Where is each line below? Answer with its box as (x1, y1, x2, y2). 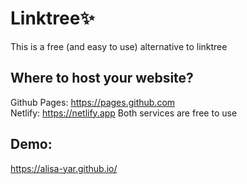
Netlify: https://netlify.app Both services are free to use (10, 107, 238, 119)
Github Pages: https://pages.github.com (10, 96, 176, 108)
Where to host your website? (10, 70, 194, 87)
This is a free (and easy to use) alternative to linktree (10, 40, 228, 52)
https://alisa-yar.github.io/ (10, 162, 118, 174)
